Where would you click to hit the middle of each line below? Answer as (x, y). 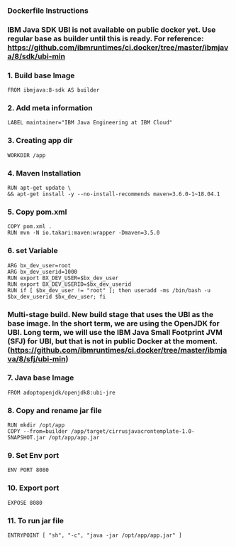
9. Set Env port (33, 456)
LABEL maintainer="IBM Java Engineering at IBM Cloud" (90, 123)
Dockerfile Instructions (48, 11)
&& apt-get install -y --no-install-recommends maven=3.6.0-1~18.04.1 (114, 194)
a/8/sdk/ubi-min (36, 56)
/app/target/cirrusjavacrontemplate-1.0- (133, 432)
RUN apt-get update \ (39, 188)
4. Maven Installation (44, 173)
